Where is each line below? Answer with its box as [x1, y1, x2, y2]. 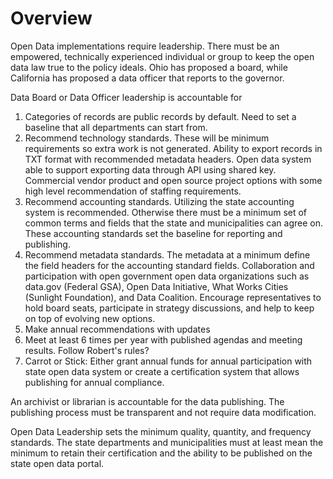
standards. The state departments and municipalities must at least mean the [10, 436, 324, 448]
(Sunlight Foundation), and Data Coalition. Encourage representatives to [24, 291, 322, 303]
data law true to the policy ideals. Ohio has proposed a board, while [10, 61, 288, 73]
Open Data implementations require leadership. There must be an [10, 40, 280, 52]
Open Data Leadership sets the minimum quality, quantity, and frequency [10, 425, 312, 437]
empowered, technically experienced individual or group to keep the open [10, 50, 315, 62]
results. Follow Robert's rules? [24, 344, 150, 356]
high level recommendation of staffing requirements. [24, 185, 242, 197]
